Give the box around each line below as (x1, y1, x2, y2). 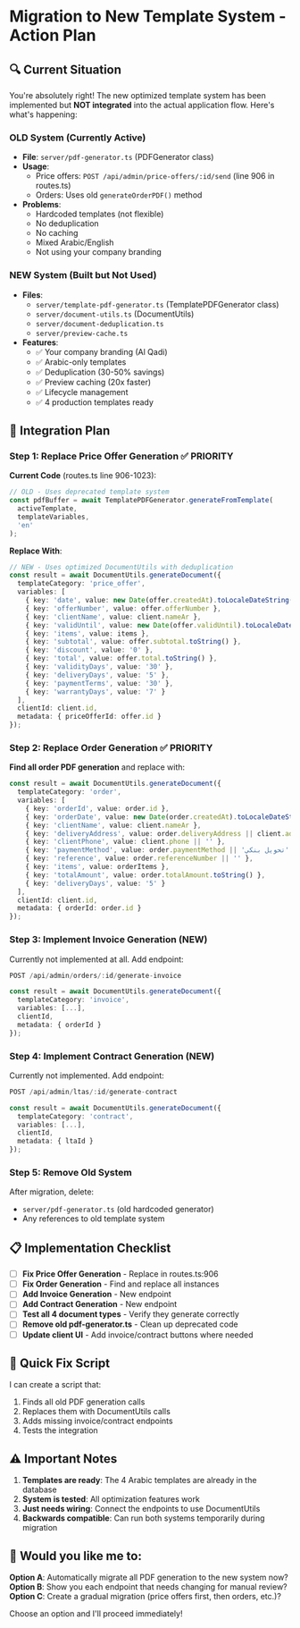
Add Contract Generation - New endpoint (21, 1299, 178, 1310)
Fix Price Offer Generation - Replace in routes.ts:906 (21, 1269, 219, 1279)
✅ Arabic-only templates (35, 356, 127, 367)
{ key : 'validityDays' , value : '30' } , (25, 662, 174, 671)
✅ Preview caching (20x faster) (35, 376, 152, 387)
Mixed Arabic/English (35, 237, 114, 248)
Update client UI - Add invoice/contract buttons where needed (21, 1329, 254, 1340)
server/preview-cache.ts (35, 329, 129, 338)
